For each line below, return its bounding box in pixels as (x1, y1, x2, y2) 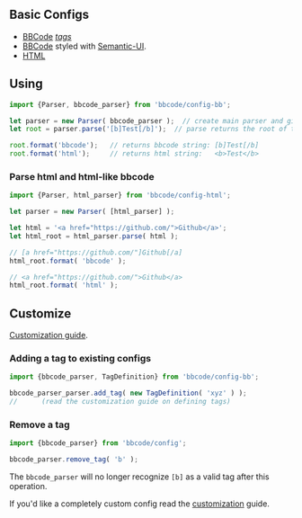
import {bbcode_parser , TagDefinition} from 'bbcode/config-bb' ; (9, 372, 259, 381)
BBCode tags (22, 31, 72, 41)
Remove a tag (9, 418, 70, 431)
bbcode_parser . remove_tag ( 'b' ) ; (9, 455, 139, 464)
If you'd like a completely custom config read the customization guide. (9, 498, 270, 509)
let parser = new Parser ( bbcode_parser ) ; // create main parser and (9, 116, 283, 125)
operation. (9, 481, 48, 492)
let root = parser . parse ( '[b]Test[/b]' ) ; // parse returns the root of (9, 125, 288, 134)
